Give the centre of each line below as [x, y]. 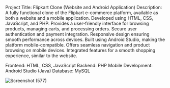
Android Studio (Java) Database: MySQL [48, 71]
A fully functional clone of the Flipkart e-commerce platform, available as [82, 13]
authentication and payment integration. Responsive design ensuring [77, 34]
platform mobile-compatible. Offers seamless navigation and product [78, 45]
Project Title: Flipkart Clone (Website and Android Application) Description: [84, 7]
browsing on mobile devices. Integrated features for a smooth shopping [80, 50]
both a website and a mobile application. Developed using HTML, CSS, [79, 18]
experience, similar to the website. [41, 56]
